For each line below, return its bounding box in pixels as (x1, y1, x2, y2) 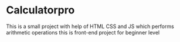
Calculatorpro (6, 3, 75, 17)
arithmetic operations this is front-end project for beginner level (6, 29, 160, 36)
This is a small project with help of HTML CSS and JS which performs (6, 23, 174, 30)
